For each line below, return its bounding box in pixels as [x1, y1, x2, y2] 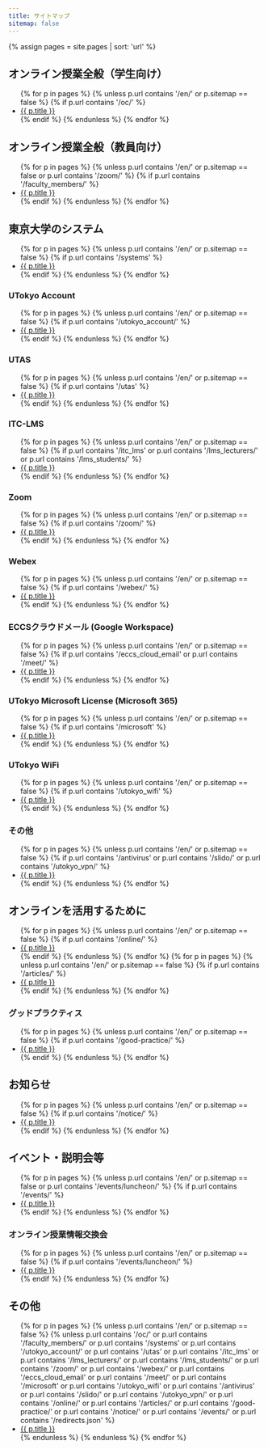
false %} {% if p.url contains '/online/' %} [19, 935, 158, 944]
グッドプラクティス [8, 1008, 83, 1019]
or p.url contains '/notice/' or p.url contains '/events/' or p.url [53, 1407, 257, 1417]
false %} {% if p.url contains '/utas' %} [19, 381, 149, 391]
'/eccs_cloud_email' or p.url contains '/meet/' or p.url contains [19, 1372, 227, 1383]
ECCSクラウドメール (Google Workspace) [8, 622, 174, 633]
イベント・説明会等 [8, 1151, 104, 1164]
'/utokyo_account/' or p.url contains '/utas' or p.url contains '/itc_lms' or [19, 1347, 260, 1357]
